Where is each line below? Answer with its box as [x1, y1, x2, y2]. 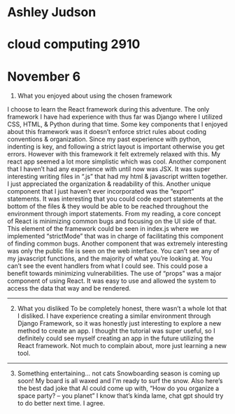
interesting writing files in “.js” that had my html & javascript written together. [7, 173, 228, 181]
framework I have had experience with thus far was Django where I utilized [7, 113, 223, 121]
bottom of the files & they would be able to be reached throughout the [7, 202, 208, 211]
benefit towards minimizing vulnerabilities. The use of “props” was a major [7, 269, 222, 278]
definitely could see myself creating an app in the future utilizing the [17, 334, 214, 342]
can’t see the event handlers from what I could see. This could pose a [7, 262, 208, 270]
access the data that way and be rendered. [7, 284, 131, 293]
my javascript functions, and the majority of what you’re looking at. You [7, 254, 213, 263]
